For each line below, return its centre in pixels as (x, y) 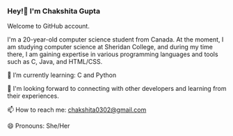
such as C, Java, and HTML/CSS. (55, 62)
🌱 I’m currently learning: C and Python (62, 75)
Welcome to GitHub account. (49, 26)
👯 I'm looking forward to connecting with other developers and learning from (117, 89)
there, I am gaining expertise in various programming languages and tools (113, 54)
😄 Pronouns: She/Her (39, 126)
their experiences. (33, 96)
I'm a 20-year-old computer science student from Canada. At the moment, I (115, 40)
